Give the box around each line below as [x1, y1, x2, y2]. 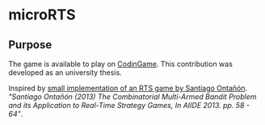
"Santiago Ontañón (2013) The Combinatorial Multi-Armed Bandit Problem [8, 92, 257, 102]
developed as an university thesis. [8, 68, 123, 77]
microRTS [8, 6, 76, 24]
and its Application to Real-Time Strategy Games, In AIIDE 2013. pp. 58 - [8, 101, 250, 110]
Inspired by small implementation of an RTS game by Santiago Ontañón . [8, 83, 248, 93]
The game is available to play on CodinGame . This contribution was [8, 59, 233, 69]
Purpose [8, 38, 53, 52]
